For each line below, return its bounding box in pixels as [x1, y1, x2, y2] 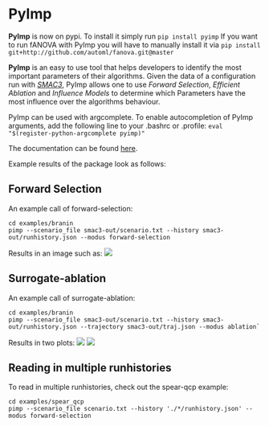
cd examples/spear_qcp [8, 398, 84, 406]
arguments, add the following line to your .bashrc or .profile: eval [8, 121, 223, 130]
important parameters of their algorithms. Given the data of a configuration [8, 71, 256, 80]
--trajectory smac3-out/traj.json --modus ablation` [79, 322, 261, 330]
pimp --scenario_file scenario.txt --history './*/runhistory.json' [8, 405, 243, 413]
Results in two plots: [8, 338, 75, 347]
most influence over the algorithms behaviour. [8, 96, 161, 106]
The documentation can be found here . [8, 143, 138, 153]
